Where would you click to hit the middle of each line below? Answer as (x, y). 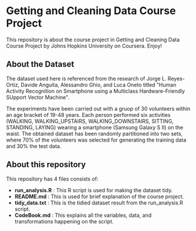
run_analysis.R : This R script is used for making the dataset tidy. (94, 190)
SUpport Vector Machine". (38, 97)
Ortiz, (13, 85)
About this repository (46, 165)
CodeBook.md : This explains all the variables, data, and (83, 215)
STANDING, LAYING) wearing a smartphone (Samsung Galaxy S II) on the (95, 127)
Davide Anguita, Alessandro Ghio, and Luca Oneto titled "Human (98, 85)
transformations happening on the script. (64, 221)
